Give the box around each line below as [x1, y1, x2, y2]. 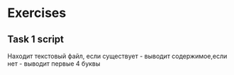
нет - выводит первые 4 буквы [7, 59, 101, 68]
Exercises [7, 5, 67, 21]
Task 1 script [7, 33, 64, 45]
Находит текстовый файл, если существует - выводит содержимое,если [7, 52, 228, 60]
